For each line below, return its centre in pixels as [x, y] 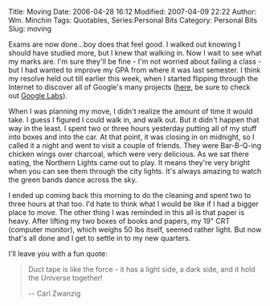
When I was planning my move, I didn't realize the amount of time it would [131, 111]
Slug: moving [30, 29]
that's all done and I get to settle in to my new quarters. [100, 238]
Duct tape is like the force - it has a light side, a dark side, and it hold [141, 269]
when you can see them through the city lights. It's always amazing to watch [135, 171]
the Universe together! [65, 278]
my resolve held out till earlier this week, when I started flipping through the [133, 79]
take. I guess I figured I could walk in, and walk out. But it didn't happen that [134, 120]
